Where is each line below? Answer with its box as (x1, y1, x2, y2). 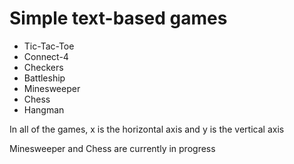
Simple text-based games (9, 7, 228, 30)
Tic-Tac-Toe (23, 40, 75, 52)
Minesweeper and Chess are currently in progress (9, 142, 216, 154)
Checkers (23, 61, 64, 73)
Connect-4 (23, 50, 69, 62)
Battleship (23, 72, 66, 84)
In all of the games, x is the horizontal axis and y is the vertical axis (9, 123, 285, 135)
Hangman (23, 103, 65, 116)
